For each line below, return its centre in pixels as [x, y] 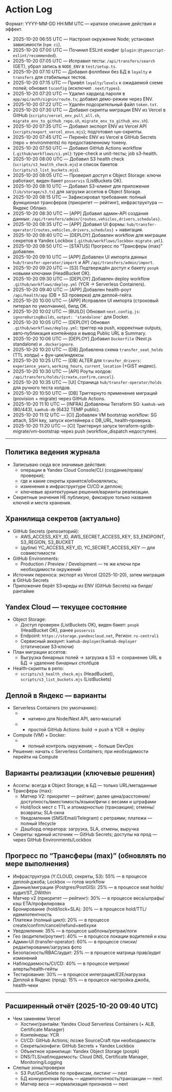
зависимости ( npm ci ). [37, 44]
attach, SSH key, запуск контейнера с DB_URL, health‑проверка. [82, 420]
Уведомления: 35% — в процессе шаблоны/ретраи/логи [75, 931]
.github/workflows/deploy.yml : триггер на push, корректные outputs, [87, 328]
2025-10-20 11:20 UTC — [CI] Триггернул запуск [65, 426]
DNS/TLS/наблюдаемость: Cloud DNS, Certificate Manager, [84, 1057]
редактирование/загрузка [41, 947]
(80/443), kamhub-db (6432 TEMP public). [56, 409]
